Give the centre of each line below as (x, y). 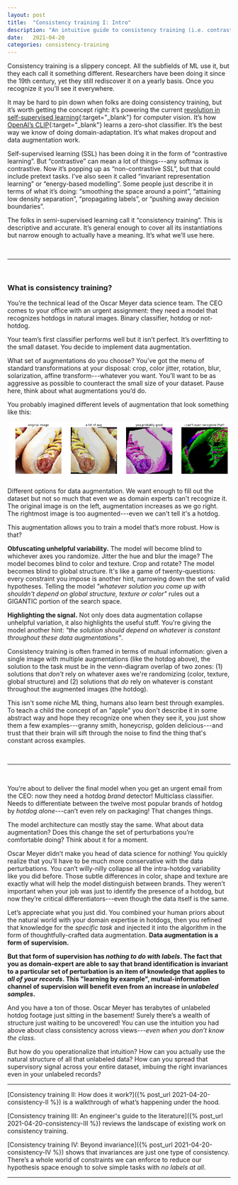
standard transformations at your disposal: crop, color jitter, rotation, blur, (114, 368)
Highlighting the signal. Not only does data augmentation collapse (105, 615)
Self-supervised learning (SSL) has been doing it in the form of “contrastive (118, 154)
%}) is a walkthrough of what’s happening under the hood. (135, 1102)
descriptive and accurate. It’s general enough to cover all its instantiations (115, 228)
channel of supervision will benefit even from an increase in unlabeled (113, 986)
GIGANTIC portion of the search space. (64, 601)
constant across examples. (47, 740)
